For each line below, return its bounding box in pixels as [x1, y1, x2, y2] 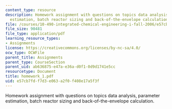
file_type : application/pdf [5, 31, 66, 36]
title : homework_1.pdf [5, 74, 54, 79]
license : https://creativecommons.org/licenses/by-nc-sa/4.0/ [5, 45, 141, 50]
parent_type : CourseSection [5, 60, 66, 65]
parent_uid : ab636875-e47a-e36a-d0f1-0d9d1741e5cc [5, 64, 116, 69]
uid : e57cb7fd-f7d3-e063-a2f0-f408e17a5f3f [5, 78, 100, 84]
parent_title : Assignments [5, 54, 63, 60]
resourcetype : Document [5, 69, 56, 74]
